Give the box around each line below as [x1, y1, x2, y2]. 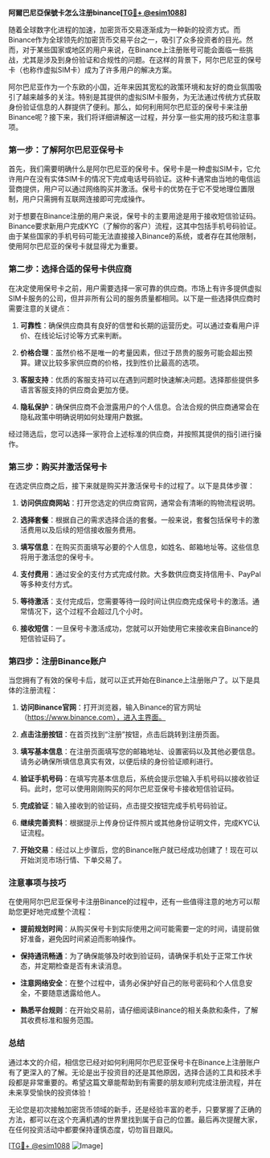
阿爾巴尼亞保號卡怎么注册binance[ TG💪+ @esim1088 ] [8, 8, 187, 17]
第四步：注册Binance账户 [8, 655, 107, 666]
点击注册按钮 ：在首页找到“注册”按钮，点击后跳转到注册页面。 [19, 730, 224, 739]
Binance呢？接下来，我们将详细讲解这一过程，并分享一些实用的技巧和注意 [8, 113, 254, 121]
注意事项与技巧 [8, 878, 67, 889]
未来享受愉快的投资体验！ [8, 1087, 93, 1097]
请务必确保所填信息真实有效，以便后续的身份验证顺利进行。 [19, 757, 218, 767]
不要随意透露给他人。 [34, 988, 105, 998]
